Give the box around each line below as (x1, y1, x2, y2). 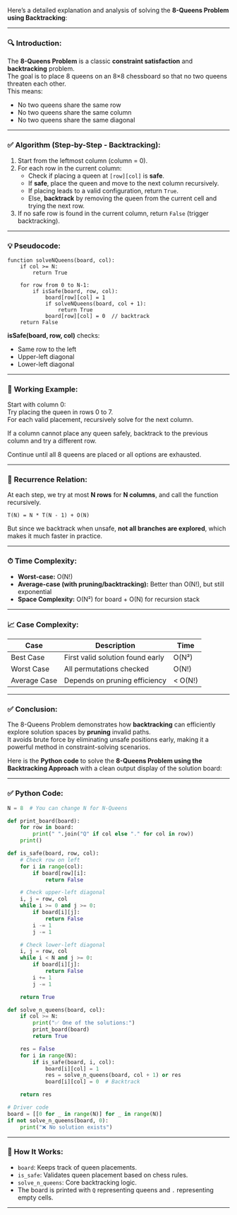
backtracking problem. (7, 64, 75, 73)
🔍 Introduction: (7, 38, 62, 48)
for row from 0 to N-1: (20, 281, 90, 289)
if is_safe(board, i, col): (32, 1059, 115, 1066)
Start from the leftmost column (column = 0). (17, 156, 148, 165)
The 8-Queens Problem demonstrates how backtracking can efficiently (7, 720, 216, 729)
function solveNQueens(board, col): (7, 256, 115, 264)
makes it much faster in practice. (7, 532, 103, 540)
